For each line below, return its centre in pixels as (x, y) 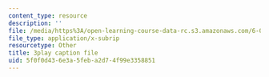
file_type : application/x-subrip (64, 38)
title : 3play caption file (53, 53)
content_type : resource (48, 16)
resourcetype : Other (43, 46)
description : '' (35, 23)
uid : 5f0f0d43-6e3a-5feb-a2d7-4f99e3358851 (82, 61)
